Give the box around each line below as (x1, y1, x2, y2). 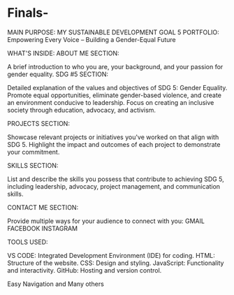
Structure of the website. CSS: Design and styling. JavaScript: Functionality (7, 259, 224, 267)
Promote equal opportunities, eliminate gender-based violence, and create (7, 91, 222, 99)
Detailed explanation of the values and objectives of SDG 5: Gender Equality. (7, 83, 228, 92)
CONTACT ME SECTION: (7, 203, 79, 211)
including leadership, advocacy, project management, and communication (7, 182, 221, 190)
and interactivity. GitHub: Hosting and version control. (7, 266, 162, 274)
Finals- (7, 5, 49, 21)
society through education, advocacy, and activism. (7, 106, 156, 114)
